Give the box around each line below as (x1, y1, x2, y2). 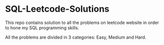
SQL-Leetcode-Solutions (5, 3, 110, 15)
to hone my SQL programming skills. (5, 24, 79, 30)
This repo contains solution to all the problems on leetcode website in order (5, 20, 160, 25)
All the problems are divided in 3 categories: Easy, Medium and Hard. (5, 34, 147, 40)
